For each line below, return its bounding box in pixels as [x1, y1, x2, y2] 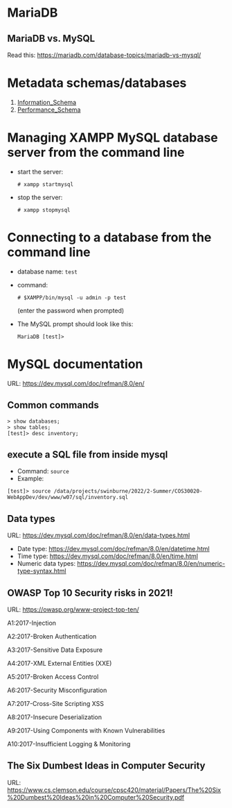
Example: [17, 474, 44, 483]
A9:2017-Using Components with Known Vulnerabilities [7, 727, 166, 734]
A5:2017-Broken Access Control [7, 673, 99, 681]
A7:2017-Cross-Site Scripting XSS [7, 700, 104, 707]
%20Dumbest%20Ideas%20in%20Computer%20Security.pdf [7, 793, 185, 801]
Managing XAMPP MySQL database [7, 130, 218, 146]
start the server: [17, 167, 64, 176]
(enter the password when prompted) [17, 306, 125, 314]
